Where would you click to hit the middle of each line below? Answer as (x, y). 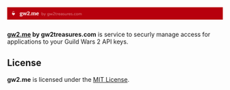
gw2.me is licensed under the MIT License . (68, 79)
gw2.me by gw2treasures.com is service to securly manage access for (109, 34)
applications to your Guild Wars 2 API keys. (68, 42)
